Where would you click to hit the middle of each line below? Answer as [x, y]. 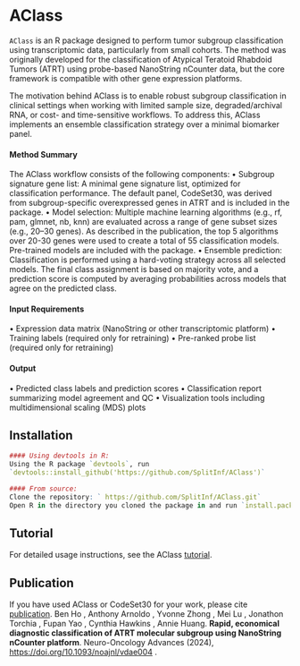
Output [23, 368]
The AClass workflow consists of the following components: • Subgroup [142, 175]
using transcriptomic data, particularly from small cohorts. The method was [148, 49]
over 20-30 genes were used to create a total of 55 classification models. [144, 241]
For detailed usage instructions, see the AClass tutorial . [111, 555]
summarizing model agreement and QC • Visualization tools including [137, 397]
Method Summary [43, 154]
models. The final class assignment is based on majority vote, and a [134, 269]
